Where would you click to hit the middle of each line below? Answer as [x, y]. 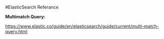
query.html [16, 31]
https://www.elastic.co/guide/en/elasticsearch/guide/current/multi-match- [82, 26]
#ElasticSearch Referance [32, 7]
